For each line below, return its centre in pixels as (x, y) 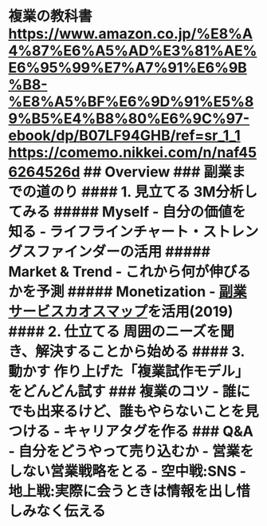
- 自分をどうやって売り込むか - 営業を (131, 451)
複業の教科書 (51, 16)
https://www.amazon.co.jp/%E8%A (131, 34)
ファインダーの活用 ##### (124, 252)
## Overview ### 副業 (158, 172)
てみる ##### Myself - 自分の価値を (127, 212)
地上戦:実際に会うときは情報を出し (122, 491)
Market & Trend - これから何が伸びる (130, 272)
